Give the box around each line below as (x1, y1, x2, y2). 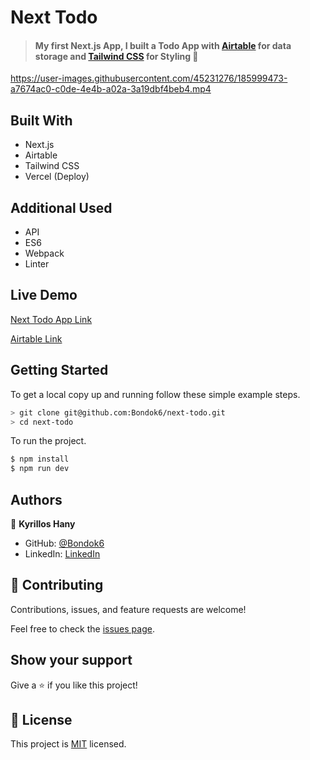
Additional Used (10, 199, 113, 216)
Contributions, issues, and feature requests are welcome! (10, 603, 247, 615)
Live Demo (10, 287, 78, 304)
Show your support (10, 652, 133, 669)
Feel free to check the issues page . (10, 622, 155, 635)
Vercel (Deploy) (24, 171, 90, 183)
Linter (24, 258, 50, 270)
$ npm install (10, 454, 70, 465)
